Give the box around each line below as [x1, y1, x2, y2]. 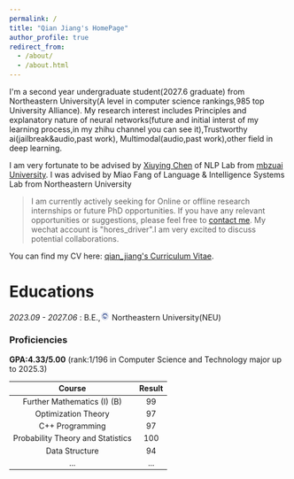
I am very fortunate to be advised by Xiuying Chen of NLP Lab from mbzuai [9, 160, 283, 170]
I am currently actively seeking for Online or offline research [30, 196, 251, 206]
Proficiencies [9, 334, 68, 346]
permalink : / [9, 14, 58, 23]
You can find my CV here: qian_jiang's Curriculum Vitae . [9, 251, 214, 261]
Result [138, 383, 164, 394]
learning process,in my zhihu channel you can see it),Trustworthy [9, 124, 248, 135]
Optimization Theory [35, 408, 110, 419]
